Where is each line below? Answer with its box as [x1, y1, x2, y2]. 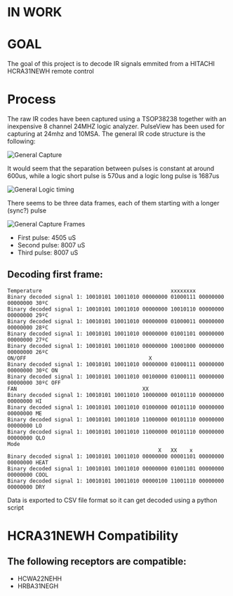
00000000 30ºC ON [7, 367, 58, 374]
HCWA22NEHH [17, 574, 62, 583]
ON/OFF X [7, 355, 152, 362]
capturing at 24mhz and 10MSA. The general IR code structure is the [7, 130, 206, 138]
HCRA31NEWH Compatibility [7, 528, 179, 544]
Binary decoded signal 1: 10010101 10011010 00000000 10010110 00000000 [7, 306, 225, 313]
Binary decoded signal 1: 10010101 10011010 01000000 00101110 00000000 [7, 404, 225, 411]
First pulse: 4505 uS [17, 233, 76, 242]
